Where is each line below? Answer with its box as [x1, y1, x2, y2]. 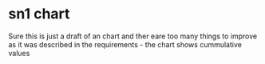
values [8, 48, 30, 58]
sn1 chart [8, 5, 70, 23]
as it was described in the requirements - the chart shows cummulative [8, 39, 242, 49]
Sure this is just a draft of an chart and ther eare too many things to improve [8, 31, 258, 41]
